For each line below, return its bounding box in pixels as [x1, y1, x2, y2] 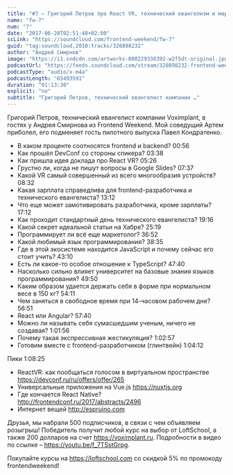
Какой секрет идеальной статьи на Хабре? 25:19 [17, 223, 162, 231]
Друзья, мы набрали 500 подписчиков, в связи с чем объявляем [7, 419, 201, 426]
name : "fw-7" [7, 17, 45, 24]
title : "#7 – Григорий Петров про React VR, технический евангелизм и [7, 10, 216, 17]
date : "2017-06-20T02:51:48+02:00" [7, 29, 110, 37]
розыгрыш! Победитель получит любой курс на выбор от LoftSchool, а [7, 426, 217, 434]
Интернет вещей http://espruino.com [17, 405, 125, 413]
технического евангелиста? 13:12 [17, 193, 116, 202]
